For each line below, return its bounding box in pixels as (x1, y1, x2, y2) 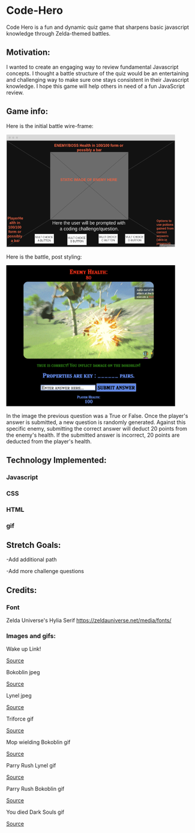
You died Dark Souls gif (6, 808, 65, 816)
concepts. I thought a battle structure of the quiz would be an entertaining (6, 70, 189, 77)
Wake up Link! (6, 645, 41, 653)
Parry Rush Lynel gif (6, 762, 56, 769)
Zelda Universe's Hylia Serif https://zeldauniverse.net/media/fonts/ (6, 617, 172, 624)
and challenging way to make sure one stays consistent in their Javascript (6, 76, 189, 83)
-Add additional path (6, 556, 57, 563)
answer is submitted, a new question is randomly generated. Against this (6, 419, 186, 426)
